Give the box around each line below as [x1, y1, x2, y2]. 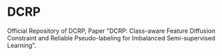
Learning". [7, 41, 36, 49]
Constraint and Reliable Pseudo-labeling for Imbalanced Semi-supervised [7, 33, 215, 42]
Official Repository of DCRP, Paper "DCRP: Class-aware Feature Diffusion [7, 27, 215, 35]
